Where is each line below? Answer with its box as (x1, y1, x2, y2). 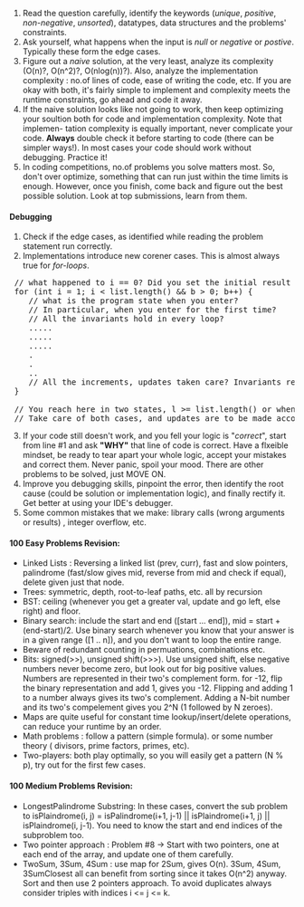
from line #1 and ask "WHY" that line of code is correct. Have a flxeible (22, 440, 289, 451)
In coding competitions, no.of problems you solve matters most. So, (22, 162, 276, 172)
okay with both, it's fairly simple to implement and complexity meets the (22, 85, 291, 95)
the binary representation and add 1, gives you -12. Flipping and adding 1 (22, 683, 294, 693)
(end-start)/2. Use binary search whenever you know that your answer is (22, 625, 295, 636)
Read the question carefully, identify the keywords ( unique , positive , (22, 8, 277, 18)
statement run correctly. (22, 241, 113, 252)
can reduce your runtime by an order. (22, 721, 162, 732)
